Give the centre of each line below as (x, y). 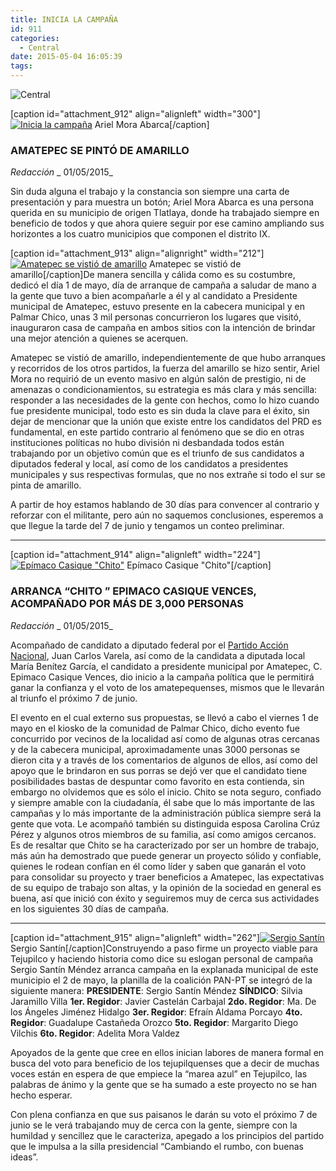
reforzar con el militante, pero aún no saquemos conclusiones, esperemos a (167, 515)
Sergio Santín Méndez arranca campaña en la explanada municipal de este (164, 969)
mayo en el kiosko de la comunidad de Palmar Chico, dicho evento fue (155, 728)
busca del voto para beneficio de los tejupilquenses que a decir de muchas (165, 1063)
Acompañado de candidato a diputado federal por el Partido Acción (149, 645)
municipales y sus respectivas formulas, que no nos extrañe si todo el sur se (168, 475)
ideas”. (24, 1157)
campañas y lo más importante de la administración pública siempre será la (166, 813)
